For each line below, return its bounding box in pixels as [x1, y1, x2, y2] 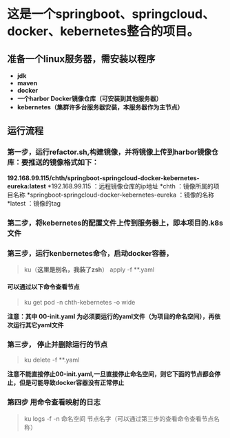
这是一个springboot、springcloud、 [7, 6, 215, 22]
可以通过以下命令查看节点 [7, 283, 80, 291]
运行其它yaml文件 [12, 321, 64, 329]
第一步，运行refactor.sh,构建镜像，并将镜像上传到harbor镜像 [7, 147, 211, 157]
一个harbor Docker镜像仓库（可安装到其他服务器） [17, 94, 163, 102]
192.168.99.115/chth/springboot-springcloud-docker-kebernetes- [7, 173, 200, 182]
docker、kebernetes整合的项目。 [7, 23, 200, 39]
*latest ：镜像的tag [7, 199, 61, 207]
